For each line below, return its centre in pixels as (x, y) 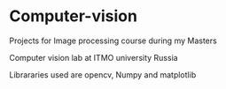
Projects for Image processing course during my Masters (113, 41)
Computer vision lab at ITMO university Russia (94, 57)
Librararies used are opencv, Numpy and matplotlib (103, 74)
